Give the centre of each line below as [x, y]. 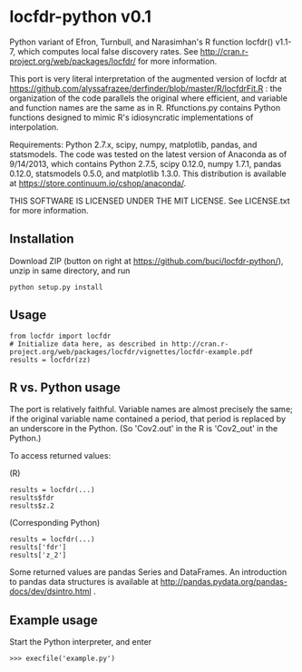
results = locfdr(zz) [50, 360]
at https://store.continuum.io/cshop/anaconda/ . [98, 183]
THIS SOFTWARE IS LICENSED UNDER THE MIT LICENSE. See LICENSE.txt [150, 201]
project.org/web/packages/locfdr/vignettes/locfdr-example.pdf [132, 351]
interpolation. [34, 127]
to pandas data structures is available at [84, 582]
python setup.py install [56, 287]
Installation [42, 239]
